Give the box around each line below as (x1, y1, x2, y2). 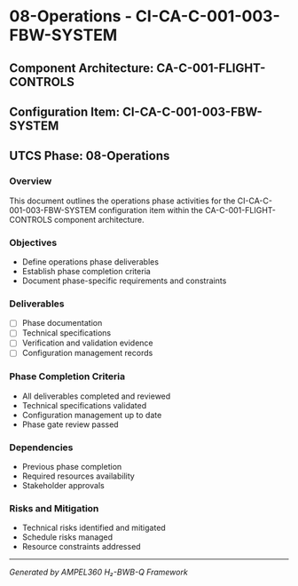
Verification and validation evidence (21, 337, 153, 348)
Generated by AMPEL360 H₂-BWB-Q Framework (9, 566, 188, 578)
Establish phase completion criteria (21, 265, 151, 276)
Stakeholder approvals (21, 480, 105, 491)
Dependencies (9, 441, 74, 454)
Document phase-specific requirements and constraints (21, 275, 227, 286)
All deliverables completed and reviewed (21, 391, 171, 401)
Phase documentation (21, 318, 103, 329)
